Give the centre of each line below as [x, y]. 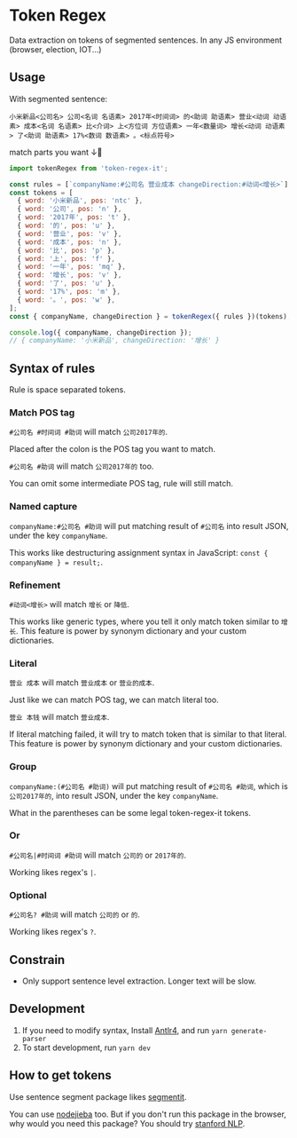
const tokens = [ [41, 193]
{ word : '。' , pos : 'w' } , [66, 300]
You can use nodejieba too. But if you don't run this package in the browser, [148, 1114]
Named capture [43, 507]
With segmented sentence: [59, 99]
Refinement [35, 585]
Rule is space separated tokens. [67, 390]
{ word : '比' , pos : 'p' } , [66, 250]
